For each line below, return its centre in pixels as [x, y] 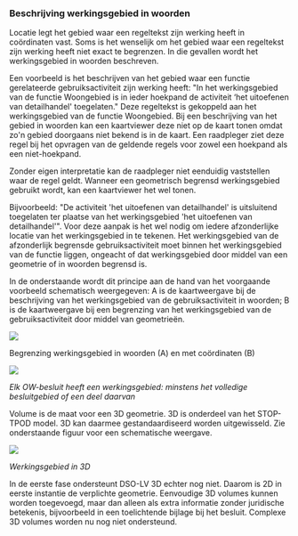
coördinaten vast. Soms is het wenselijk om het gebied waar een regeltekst [147, 42]
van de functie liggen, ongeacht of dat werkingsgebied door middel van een [149, 255]
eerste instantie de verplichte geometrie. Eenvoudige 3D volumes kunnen [144, 493]
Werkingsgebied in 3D [50, 467]
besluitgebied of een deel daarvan [72, 397]
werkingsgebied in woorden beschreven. [84, 61]
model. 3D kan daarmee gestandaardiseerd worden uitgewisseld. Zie [159, 423]
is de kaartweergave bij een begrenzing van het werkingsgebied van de [141, 310]
